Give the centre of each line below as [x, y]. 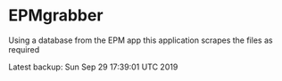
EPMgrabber [56, 16]
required [24, 49]
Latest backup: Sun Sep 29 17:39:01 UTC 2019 [93, 67]
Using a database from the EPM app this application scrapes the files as [141, 40]
